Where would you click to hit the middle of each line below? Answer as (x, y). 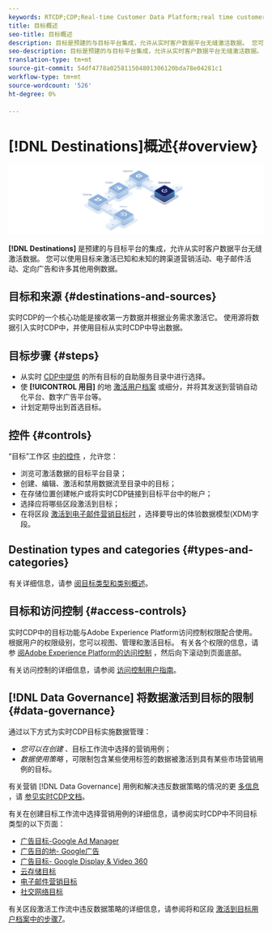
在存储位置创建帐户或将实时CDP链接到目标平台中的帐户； (116, 493)
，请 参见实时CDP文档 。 (49, 796)
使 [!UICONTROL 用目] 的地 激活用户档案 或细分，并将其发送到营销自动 (138, 387)
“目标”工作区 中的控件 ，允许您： (64, 456)
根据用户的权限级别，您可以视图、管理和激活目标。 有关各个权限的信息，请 (134, 642)
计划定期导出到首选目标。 (63, 407)
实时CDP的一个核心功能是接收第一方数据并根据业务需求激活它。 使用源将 (130, 318)
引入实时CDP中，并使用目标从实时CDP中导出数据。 (101, 327)
